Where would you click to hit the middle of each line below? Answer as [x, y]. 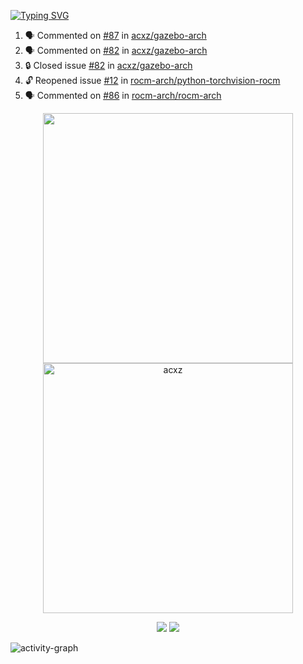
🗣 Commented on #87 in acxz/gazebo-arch [115, 35]
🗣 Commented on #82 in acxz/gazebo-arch [116, 50]
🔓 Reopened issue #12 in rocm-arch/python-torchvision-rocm [152, 80]
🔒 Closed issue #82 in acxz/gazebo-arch [108, 65]
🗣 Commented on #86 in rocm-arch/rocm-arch [123, 95]
